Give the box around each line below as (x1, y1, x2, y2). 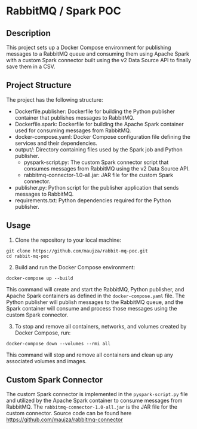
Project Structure (6, 80, 72, 90)
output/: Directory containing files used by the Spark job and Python (14, 145, 183, 153)
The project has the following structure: (6, 96, 103, 103)
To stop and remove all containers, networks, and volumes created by (14, 322, 187, 330)
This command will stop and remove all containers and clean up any (6, 351, 173, 358)
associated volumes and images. (6, 357, 87, 364)
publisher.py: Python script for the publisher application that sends (14, 184, 179, 191)
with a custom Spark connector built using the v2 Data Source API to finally (6, 57, 192, 63)
